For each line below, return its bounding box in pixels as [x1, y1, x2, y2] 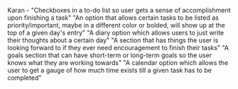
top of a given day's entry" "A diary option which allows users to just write [7, 28, 225, 37]
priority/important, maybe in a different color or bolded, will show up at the [7, 21, 226, 29]
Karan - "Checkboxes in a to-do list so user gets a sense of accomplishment [7, 6, 231, 14]
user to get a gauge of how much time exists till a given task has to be [7, 66, 212, 74]
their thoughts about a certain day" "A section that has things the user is [7, 36, 219, 44]
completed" [7, 73, 42, 82]
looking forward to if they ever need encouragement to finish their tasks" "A [7, 44, 229, 52]
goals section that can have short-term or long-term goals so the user [7, 51, 212, 59]
